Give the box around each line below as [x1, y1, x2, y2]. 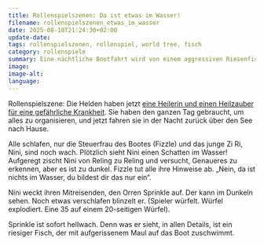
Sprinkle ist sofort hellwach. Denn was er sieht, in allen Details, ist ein [8, 219, 233, 229]
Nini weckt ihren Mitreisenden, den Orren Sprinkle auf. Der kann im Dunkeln [8, 188, 253, 197]
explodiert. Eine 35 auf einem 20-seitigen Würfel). [8, 204, 170, 214]
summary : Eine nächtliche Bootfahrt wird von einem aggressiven [8, 56, 223, 64]
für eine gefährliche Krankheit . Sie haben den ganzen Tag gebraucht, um [8, 107, 244, 116]
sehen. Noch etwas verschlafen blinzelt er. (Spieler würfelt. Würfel [8, 196, 224, 205]
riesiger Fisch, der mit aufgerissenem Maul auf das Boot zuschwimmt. [8, 228, 235, 237]
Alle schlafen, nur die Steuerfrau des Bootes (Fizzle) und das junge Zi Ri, [8, 139, 244, 148]
